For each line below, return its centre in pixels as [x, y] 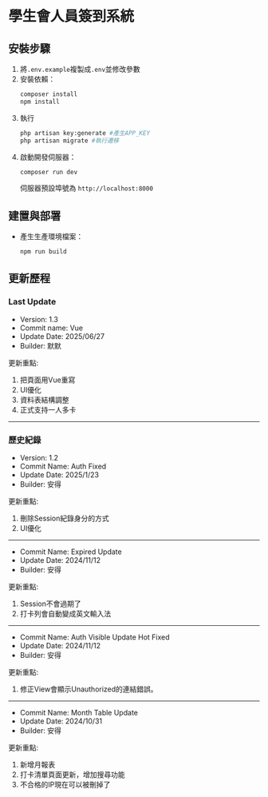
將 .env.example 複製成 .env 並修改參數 [80, 69]
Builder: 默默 [40, 345]
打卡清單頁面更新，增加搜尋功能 [72, 775]
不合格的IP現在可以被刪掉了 [65, 785]
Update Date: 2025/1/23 [59, 475]
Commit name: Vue [51, 328]
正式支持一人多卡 [48, 409]
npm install [39, 102]
